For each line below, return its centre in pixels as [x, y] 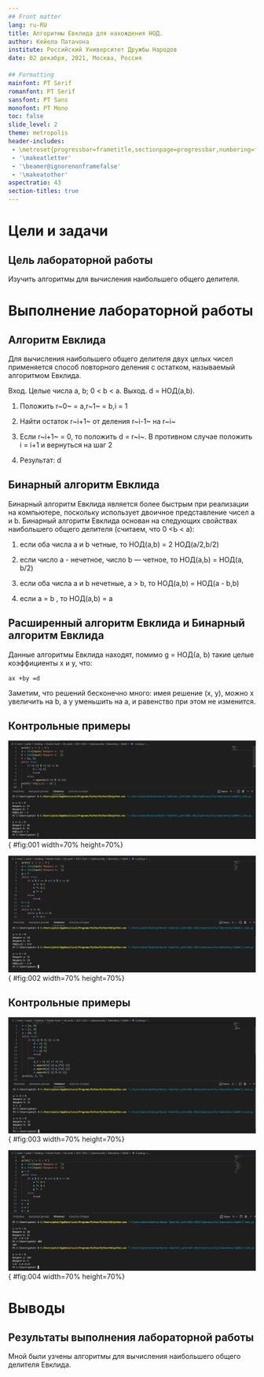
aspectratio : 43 [35, 183]
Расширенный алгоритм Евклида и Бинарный [126, 624]
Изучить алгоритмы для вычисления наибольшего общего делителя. [124, 279]
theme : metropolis [38, 133]
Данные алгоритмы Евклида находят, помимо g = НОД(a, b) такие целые [131, 655]
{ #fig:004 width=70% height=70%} [67, 1277]
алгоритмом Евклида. [45, 375]
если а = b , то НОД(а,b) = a [66, 598]
